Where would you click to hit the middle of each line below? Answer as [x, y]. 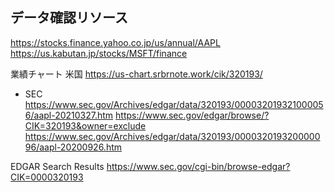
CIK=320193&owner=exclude [85, 125]
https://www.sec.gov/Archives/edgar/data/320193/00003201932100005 [174, 104]
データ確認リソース [69, 18]
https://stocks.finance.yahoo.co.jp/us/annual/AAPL [115, 42]
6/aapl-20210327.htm [69, 115]
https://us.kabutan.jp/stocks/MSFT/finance [99, 53]
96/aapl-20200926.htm [73, 147]
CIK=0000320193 [47, 177]
